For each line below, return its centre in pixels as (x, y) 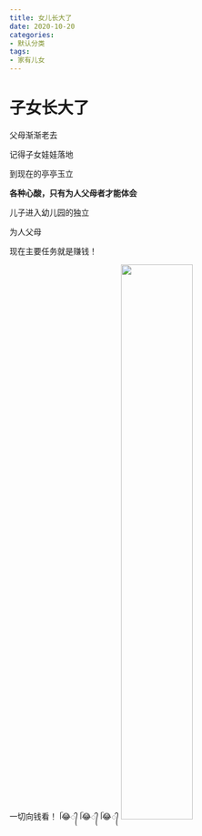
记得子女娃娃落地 (41, 154)
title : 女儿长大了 (41, 18)
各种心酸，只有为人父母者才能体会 (73, 193)
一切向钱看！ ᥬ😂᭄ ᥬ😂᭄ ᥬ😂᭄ (64, 816)
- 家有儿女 (27, 60)
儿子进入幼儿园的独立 (49, 212)
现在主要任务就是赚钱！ (53, 250)
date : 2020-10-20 (42, 26)
